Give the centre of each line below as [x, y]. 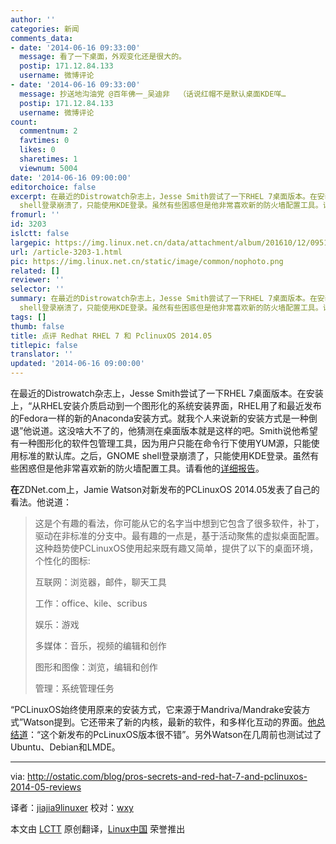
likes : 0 [37, 150]
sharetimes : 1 [48, 159]
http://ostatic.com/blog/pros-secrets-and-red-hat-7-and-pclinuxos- [167, 776]
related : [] [35, 271]
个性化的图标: [62, 560]
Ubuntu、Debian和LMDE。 [65, 747]
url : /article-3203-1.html [66, 252]
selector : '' [37, 289]
